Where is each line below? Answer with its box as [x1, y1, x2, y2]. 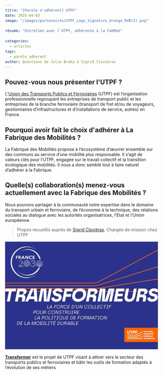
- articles [9, 44, 32, 49]
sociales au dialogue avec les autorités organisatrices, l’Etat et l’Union [5, 212, 145, 218]
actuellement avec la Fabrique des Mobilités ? [5, 189, 147, 197]
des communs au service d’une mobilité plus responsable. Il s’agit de [5, 152, 143, 157]
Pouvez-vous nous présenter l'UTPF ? [5, 78, 122, 86]
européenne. [5, 217, 31, 223]
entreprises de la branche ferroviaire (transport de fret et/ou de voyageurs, [5, 101, 155, 107]
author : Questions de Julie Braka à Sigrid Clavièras [5, 59, 116, 64]
